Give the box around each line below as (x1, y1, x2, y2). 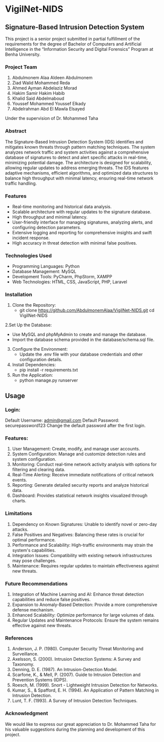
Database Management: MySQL (12, 269, 77, 274)
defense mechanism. (12, 607, 55, 613)
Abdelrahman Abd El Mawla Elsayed (12, 106, 85, 112)
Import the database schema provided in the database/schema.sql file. (12, 337, 155, 343)
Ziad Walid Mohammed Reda (12, 80, 70, 86)
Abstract (5, 128, 27, 135)
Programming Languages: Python (12, 263, 80, 270)
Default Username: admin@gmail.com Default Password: (5, 417, 120, 424)
